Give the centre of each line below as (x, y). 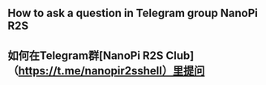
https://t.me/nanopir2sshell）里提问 (112, 71)
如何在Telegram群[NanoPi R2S (86, 55)
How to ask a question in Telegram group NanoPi (133, 13)
